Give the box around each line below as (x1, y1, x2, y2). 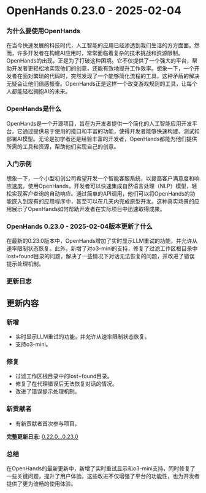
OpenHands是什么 (6, 105, 62, 113)
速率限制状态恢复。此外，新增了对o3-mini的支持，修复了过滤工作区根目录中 (6, 245, 198, 252)
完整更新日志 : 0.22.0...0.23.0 (6, 433, 78, 440)
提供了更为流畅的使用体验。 (6, 480, 77, 487)
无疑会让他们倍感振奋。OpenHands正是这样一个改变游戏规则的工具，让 (6, 80, 187, 88)
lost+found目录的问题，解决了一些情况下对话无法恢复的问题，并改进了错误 (6, 253, 195, 260)
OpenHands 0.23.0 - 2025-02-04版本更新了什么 (6, 222, 153, 231)
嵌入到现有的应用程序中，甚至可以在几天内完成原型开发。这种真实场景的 (11, 197, 194, 205)
